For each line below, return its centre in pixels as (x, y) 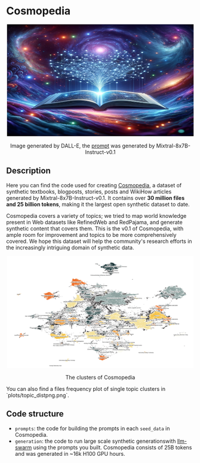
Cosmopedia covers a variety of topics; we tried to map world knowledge (96, 215)
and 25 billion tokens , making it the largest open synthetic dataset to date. (98, 204)
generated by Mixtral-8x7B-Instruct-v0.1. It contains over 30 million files (96, 197)
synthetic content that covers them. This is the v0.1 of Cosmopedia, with (95, 229)
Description (28, 171)
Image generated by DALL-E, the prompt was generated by (82, 146)
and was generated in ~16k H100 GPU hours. (70, 453)
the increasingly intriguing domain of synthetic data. (70, 247)
